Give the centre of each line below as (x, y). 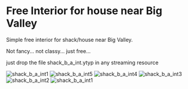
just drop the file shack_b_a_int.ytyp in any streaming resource (82, 62)
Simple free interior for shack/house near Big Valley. (69, 39)
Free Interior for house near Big (84, 11)
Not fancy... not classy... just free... (48, 51)
